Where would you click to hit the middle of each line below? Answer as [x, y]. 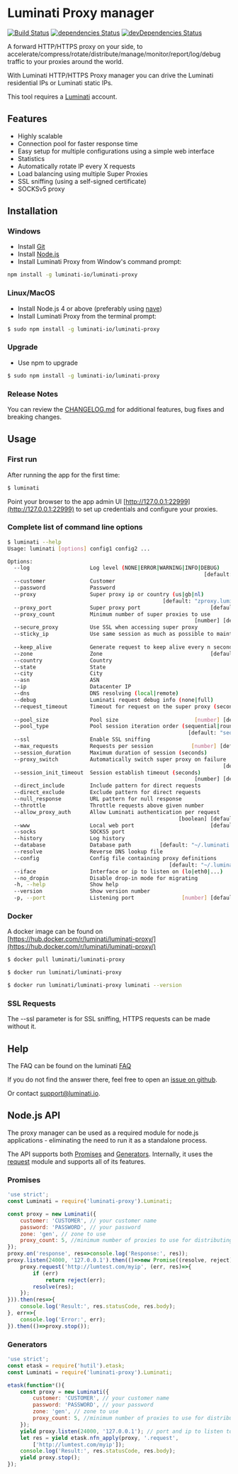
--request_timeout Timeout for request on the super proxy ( [115, 706]
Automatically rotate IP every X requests [76, 166]
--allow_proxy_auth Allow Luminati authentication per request [117, 812]
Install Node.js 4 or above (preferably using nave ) [90, 308]
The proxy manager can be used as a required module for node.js [103, 1133]
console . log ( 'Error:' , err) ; [63, 1319]
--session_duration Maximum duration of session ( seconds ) [110, 753]
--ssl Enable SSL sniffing [82, 739]
